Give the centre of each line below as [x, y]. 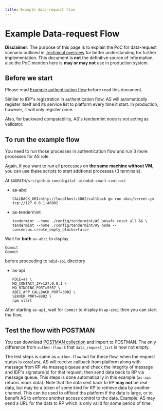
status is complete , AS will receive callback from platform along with [73, 362]
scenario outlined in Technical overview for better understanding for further [81, 52]
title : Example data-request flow [40, 10]
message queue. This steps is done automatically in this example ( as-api [78, 377]
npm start [22, 301]
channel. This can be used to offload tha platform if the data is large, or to [79, 393]
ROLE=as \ [22, 279]
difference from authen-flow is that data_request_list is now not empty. [77, 347]
